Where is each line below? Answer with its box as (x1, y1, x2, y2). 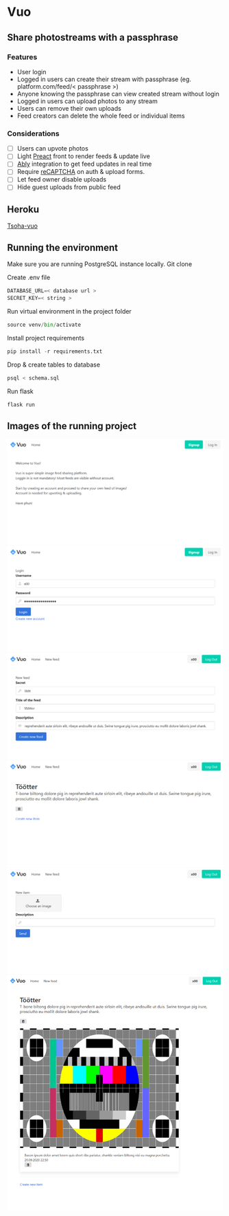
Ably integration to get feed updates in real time (16, 160, 152, 169)
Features (7, 52, 38, 62)
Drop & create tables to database (7, 360, 101, 369)
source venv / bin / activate (7, 321, 81, 328)
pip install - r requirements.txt (7, 348, 103, 355)
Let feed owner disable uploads (16, 175, 107, 184)
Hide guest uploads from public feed (16, 183, 121, 191)
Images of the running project (7, 420, 137, 432)
